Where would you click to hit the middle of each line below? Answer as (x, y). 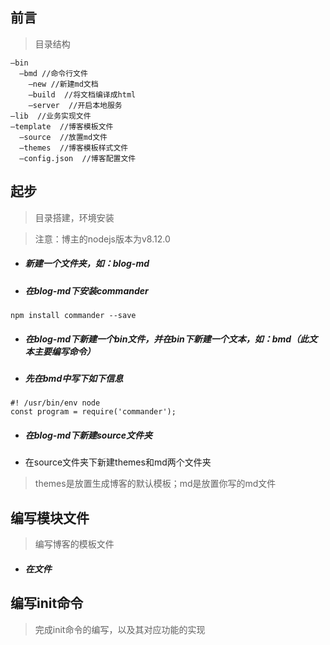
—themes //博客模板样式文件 (74, 148)
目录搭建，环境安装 (74, 217)
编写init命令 (47, 603)
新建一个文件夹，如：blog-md (87, 264)
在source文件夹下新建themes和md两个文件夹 (118, 462)
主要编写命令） (64, 351)
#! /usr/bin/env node (55, 403)
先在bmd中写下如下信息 (74, 378)
